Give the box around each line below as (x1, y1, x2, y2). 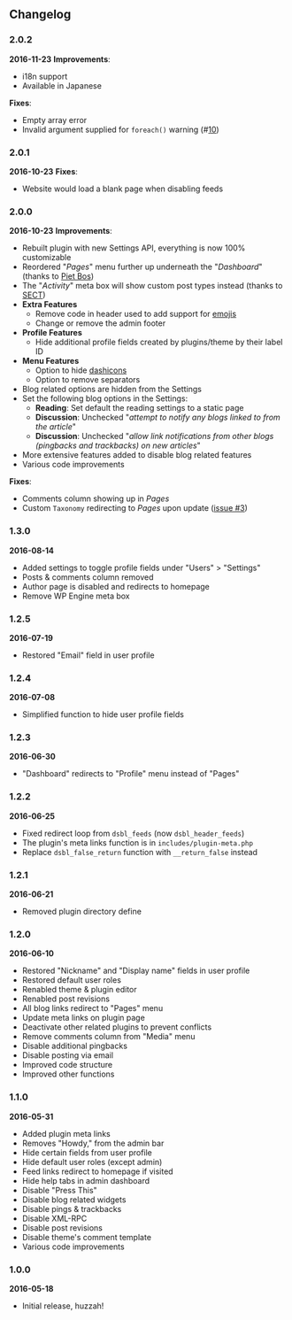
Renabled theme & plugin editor (21, 984, 137, 995)
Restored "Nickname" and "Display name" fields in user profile (21, 965, 250, 976)
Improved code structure (21, 1060, 113, 1070)
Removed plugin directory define (21, 907, 142, 917)
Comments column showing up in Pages (21, 493, 170, 504)
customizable (21, 252, 72, 263)
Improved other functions (21, 1069, 115, 1079)
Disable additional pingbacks (21, 1040, 128, 1052)
